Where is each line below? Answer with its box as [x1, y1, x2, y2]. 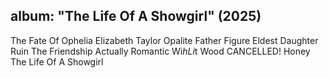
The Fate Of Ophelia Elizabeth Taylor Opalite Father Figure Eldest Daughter [10, 34, 319, 46]
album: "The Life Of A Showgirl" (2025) [10, 8, 262, 25]
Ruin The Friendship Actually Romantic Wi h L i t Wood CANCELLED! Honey [10, 45, 311, 57]
